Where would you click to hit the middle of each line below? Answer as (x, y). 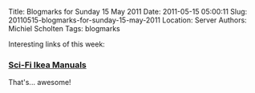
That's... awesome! (40, 83)
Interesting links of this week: (57, 44)
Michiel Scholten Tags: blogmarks (64, 28)
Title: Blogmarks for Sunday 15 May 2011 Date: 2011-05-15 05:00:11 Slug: (128, 12)
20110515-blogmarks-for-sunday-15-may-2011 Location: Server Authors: (127, 20)
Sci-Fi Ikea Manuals (47, 65)
